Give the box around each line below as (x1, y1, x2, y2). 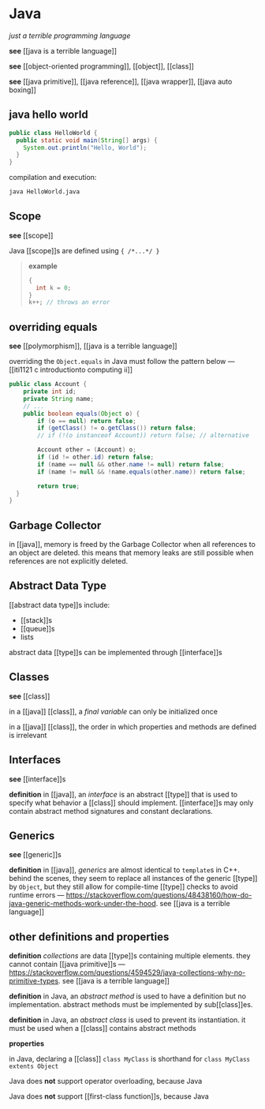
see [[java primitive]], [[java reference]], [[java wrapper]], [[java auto (9, 77, 233, 86)
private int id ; (23, 388, 77, 395)
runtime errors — (9, 890, 65, 900)
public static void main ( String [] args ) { (16, 136, 158, 144)
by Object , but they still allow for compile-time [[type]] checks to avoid (9, 882, 239, 892)
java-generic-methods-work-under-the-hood (9, 899, 156, 909)
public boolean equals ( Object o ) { (23, 410, 140, 418)
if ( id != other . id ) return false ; (37, 453, 155, 461)
